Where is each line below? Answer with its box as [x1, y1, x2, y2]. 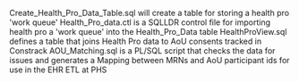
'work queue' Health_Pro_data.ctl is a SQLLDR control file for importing [9, 17, 271, 28]
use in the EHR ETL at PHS [9, 64, 107, 75]
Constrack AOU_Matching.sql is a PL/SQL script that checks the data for [9, 45, 276, 56]
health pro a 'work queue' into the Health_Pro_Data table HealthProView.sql [9, 27, 287, 37]
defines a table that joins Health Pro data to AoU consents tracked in [9, 36, 262, 46]
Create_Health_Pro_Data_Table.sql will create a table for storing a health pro [9, 8, 289, 18]
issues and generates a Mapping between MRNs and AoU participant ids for [9, 55, 290, 65]
